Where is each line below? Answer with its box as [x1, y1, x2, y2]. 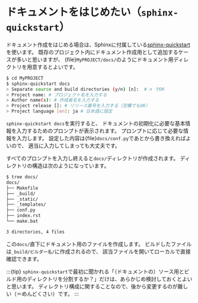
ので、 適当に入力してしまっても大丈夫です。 [11, 142, 120, 149]
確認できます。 [6, 255, 43, 262]
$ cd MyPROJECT [6, 75, 44, 81]
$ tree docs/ [6, 174, 39, 180]
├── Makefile [6, 185, 39, 191]
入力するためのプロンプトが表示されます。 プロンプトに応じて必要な [16, 127, 184, 134]
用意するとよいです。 [26, 63, 79, 70]
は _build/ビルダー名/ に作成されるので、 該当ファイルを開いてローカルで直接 [6, 248, 191, 255]
